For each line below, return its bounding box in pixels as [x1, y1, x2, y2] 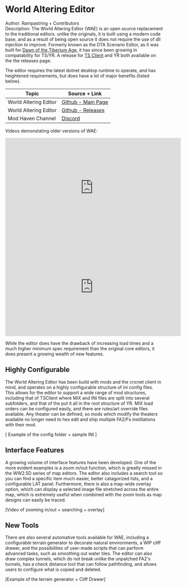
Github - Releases [61, 107, 105, 114]
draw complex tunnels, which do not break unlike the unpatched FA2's [5, 556, 151, 562]
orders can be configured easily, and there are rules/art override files [5, 405, 148, 411]
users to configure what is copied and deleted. [5, 566, 102, 572]
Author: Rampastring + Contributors [5, 20, 79, 26]
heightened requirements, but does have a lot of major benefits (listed [5, 72, 149, 79]
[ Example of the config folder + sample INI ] [5, 431, 97, 437]
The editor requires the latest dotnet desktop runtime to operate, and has [5, 67, 156, 74]
